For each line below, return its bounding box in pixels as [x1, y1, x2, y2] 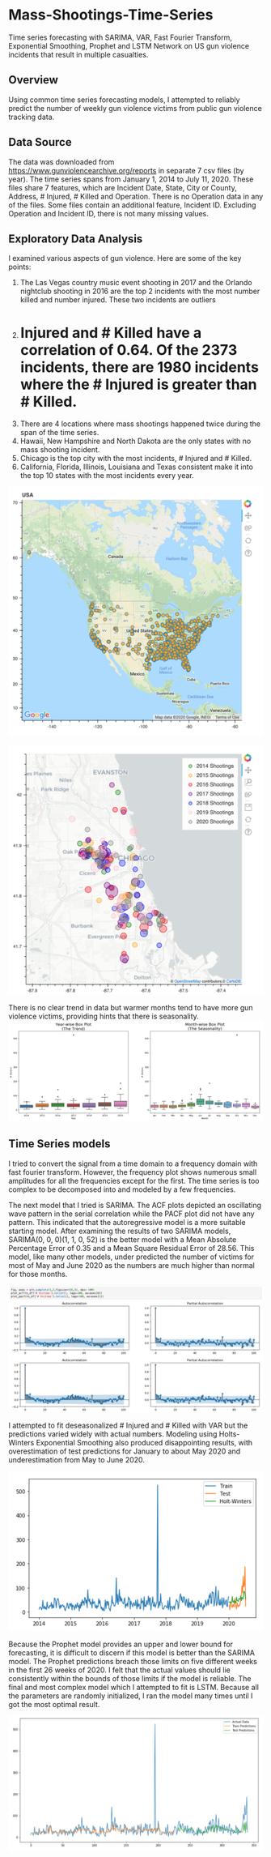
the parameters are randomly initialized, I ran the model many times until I [8, 1691, 253, 1701]
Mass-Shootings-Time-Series [8, 6, 214, 24]
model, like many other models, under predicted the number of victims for [8, 1252, 255, 1261]
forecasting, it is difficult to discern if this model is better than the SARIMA [8, 1647, 255, 1658]
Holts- [218, 1428, 240, 1439]
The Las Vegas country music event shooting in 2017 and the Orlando [19, 278, 252, 288]
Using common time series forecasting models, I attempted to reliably [8, 95, 240, 105]
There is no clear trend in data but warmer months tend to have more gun [8, 1002, 253, 1012]
